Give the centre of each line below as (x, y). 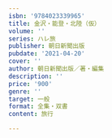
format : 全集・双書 (38, 106)
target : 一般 (29, 99)
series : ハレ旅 (32, 39)
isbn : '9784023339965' (47, 16)
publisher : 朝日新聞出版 (47, 46)
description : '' (36, 76)
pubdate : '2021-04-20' (47, 54)
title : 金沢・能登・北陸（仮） (54, 24)
